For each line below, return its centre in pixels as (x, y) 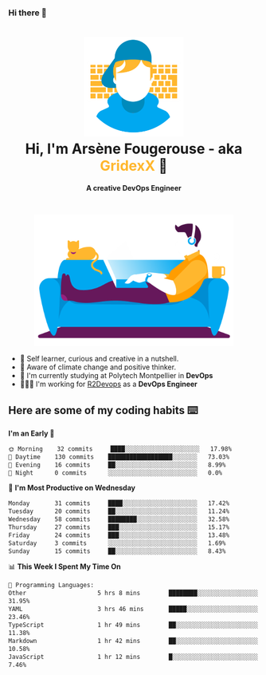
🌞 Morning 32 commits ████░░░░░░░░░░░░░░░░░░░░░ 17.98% (120, 449)
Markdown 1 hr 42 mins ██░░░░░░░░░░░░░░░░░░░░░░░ (133, 641)
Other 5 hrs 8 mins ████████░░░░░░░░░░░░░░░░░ (133, 594)
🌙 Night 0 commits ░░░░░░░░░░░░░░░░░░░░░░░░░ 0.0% (115, 473)
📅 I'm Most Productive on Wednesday (72, 488)
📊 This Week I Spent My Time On (65, 566)
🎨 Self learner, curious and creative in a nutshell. (99, 359)
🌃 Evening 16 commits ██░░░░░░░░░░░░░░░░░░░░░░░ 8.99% (117, 465)
